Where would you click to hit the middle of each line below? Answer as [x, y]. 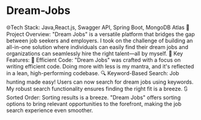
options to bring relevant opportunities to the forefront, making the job [94, 104]
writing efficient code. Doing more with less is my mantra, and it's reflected [100, 66]
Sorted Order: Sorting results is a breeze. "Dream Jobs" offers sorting [94, 97]
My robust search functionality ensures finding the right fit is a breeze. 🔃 [97, 88]
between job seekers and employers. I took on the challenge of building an [100, 41]
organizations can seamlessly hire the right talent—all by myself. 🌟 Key [95, 53]
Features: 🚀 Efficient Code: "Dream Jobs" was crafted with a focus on [94, 60]
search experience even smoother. [50, 110]
